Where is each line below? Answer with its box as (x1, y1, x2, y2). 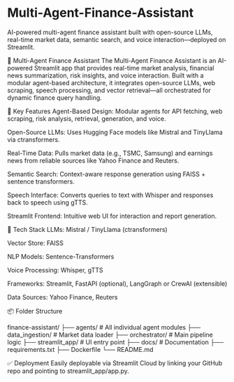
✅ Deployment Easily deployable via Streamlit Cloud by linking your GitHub (7, 358, 223, 367)
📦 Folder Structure (7, 307, 63, 315)
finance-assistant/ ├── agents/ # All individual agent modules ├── (7, 323, 201, 331)
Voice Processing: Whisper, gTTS (7, 265, 103, 274)
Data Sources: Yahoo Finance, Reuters (7, 293, 118, 301)
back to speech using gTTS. (7, 198, 89, 207)
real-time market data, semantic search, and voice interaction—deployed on (7, 35, 226, 43)
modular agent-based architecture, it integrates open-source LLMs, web (7, 78, 216, 87)
